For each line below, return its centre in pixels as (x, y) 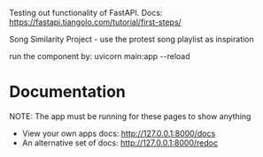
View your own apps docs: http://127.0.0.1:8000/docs (119, 133)
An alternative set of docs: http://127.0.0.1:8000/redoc (120, 142)
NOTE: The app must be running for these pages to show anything (130, 116)
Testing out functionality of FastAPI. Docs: (86, 13)
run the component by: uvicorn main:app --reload (100, 56)
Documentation (68, 92)
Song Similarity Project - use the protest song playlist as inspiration (131, 39)
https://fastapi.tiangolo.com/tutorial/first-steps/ (95, 22)
